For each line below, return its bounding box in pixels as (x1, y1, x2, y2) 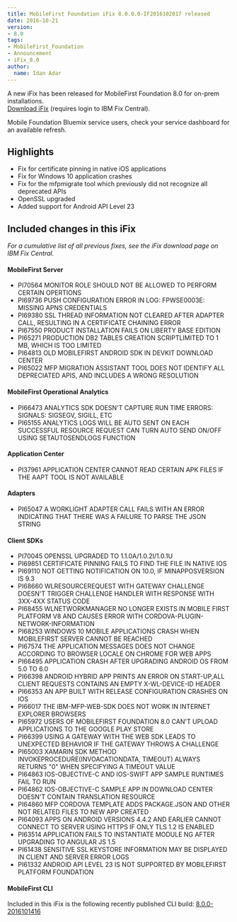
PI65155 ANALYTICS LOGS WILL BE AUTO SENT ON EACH (17, 419, 190, 427)
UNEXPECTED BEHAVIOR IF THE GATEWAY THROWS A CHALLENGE (17, 740, 219, 749)
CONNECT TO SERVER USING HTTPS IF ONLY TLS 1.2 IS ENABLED (17, 823, 214, 831)
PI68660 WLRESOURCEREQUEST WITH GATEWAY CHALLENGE (17, 582, 205, 591)
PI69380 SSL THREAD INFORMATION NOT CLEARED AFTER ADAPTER (17, 311, 224, 319)
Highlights (7, 146, 54, 158)
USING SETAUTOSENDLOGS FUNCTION (17, 433, 136, 442)
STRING (17, 520, 41, 528)
